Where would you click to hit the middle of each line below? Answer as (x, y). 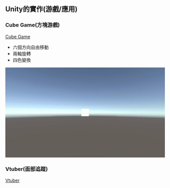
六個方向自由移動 (31, 47)
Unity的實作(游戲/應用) (41, 9)
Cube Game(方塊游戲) (33, 25)
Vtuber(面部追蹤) (27, 169)
